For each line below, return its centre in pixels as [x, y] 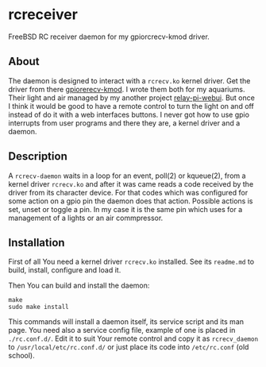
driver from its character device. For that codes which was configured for [128, 192]
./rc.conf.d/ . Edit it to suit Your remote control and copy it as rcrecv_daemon [133, 338]
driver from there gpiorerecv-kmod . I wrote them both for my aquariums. [127, 89]
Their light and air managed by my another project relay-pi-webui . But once [132, 98]
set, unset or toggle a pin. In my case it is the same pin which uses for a [125, 209]
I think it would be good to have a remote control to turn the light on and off [131, 106]
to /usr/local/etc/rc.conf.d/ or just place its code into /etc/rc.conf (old [129, 347]
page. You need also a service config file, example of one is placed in [122, 330]
